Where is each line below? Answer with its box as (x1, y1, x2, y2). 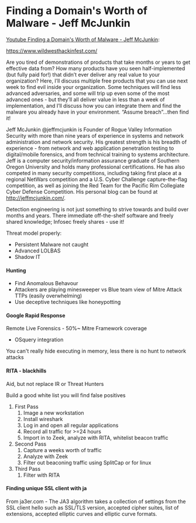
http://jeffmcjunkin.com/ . (6, 194, 66, 201)
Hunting (6, 266, 26, 274)
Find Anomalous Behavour (14, 280, 78, 287)
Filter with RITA (23, 471, 60, 478)
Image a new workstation (23, 409, 84, 416)
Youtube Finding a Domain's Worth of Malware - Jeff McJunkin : (6, 36, 160, 43)
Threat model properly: (6, 230, 62, 237)
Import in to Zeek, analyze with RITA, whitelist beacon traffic (23, 434, 169, 441)
